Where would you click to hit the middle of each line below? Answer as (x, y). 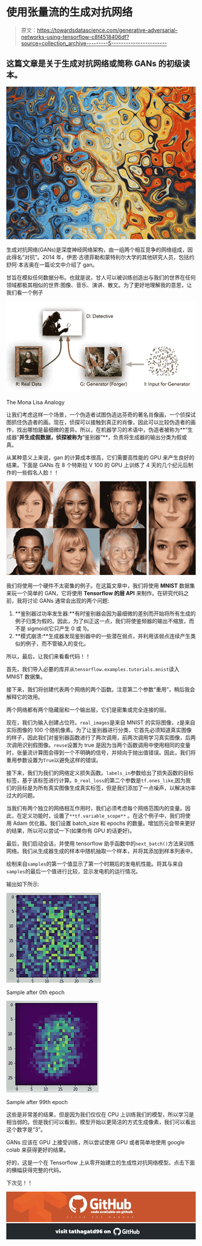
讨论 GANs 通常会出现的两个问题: (68, 600)
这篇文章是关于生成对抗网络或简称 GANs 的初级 (94, 64)
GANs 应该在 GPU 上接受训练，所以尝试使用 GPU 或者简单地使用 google (96, 1142)
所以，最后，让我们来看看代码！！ (48, 656)
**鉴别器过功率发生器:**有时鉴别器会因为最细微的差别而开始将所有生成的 (105, 613)
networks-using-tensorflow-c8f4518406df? (75, 37)
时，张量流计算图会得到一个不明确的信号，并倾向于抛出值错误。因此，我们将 (101, 752)
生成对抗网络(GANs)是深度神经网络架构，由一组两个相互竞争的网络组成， (97, 250)
